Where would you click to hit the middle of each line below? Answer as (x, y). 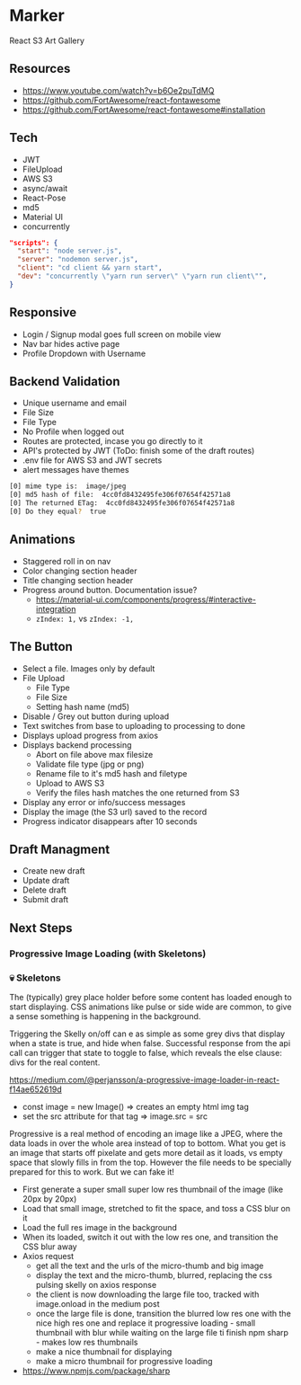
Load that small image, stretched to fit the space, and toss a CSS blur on (156, 1208)
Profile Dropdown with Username (84, 353)
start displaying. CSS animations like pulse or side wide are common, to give (150, 1007)
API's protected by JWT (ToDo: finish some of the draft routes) (138, 451)
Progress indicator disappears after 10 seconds (110, 821)
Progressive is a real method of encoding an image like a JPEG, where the (146, 1133)
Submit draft (45, 900)
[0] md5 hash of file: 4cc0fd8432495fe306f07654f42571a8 (120, 495)
